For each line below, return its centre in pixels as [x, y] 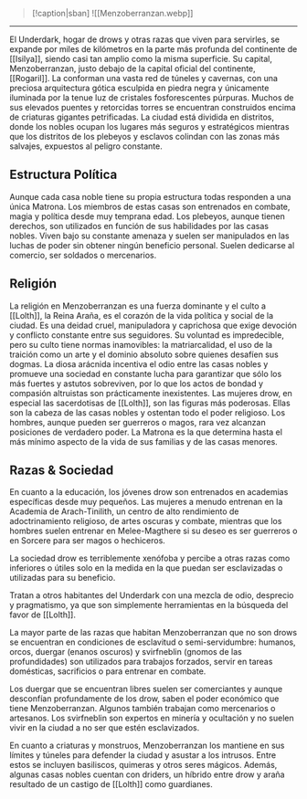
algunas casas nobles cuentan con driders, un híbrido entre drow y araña [147, 774]
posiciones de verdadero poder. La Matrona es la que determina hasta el [146, 432]
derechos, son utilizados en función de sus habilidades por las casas [139, 226]
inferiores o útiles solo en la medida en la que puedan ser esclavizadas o [146, 568]
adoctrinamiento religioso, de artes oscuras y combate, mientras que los [146, 521]
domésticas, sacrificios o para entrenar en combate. [108, 671]
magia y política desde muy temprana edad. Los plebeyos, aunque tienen [148, 216]
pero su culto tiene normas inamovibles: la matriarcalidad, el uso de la [141, 344]
